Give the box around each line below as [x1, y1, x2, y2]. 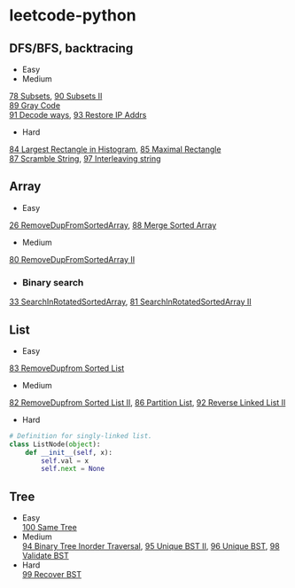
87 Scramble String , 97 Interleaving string [9, 153, 161, 164]
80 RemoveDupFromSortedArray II [9, 254, 136, 264]
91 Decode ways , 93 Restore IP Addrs [9, 110, 147, 120]
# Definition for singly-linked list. [9, 431, 152, 440]
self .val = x [41, 456, 89, 466]
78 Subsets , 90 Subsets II [9, 90, 103, 101]
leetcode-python [9, 5, 136, 26]
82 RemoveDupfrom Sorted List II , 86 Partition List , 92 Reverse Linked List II [9, 396, 286, 408]
